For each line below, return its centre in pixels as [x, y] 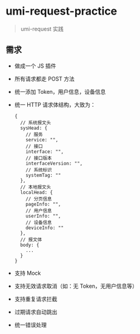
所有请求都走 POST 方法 [45, 79]
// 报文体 [31, 240]
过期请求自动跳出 [36, 311]
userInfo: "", [43, 216]
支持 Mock [28, 273]
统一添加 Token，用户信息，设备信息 [60, 91]
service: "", [42, 140]
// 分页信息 [39, 199]
